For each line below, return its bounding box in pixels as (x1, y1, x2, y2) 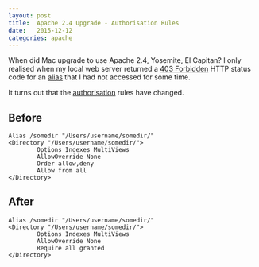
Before (8, 110, 42, 124)
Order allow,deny (37, 160, 94, 168)
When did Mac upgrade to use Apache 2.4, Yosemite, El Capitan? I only (8, 56, 242, 65)
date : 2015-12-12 (8, 26, 73, 34)
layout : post (8, 11, 52, 20)
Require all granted (37, 244, 105, 252)
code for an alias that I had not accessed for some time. (8, 72, 191, 82)
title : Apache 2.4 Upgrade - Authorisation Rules (8, 19, 180, 27)
